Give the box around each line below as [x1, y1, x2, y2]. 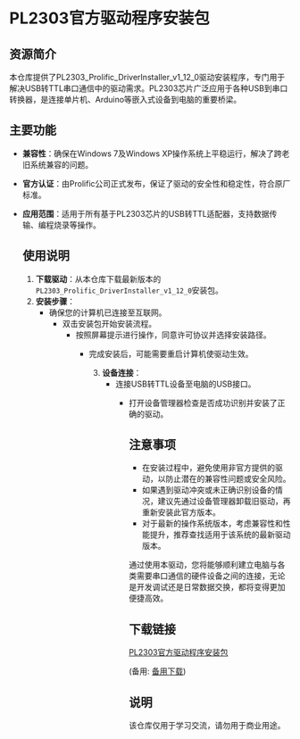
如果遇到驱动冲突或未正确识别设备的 [141, 485, 275, 495]
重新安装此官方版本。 [141, 507, 221, 518]
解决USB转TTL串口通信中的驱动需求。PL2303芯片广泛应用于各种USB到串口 [9, 83, 288, 94]
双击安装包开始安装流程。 [62, 318, 157, 328]
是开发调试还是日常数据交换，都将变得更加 [129, 582, 286, 593]
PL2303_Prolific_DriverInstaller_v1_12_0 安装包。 [35, 285, 223, 295]
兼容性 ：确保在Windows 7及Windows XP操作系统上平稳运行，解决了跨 [21, 148, 283, 159]
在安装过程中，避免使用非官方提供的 [141, 462, 275, 473]
